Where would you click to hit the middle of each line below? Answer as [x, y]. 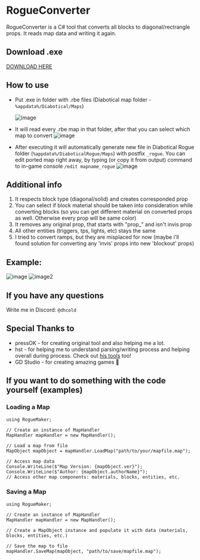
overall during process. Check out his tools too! [73, 355]
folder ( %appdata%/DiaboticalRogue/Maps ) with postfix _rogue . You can [100, 153]
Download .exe [35, 52]
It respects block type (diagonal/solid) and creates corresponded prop [101, 199]
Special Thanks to [40, 329]
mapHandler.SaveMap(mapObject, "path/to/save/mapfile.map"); [84, 551]
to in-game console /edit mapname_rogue [65, 166]
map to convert [33, 136]
